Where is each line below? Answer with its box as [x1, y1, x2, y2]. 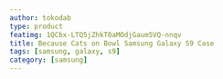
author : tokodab [9, 13, 71, 23]
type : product [9, 22, 64, 31]
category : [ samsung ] [9, 55, 89, 64]
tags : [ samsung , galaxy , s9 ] [9, 47, 121, 56]
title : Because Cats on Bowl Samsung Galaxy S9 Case [9, 38, 215, 48]
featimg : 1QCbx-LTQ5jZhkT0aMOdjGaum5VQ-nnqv [9, 30, 182, 39]
